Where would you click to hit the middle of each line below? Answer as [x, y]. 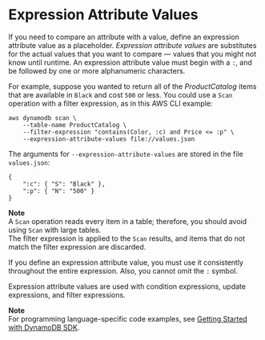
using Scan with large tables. [55, 230]
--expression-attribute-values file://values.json [109, 139]
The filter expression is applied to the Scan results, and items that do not [127, 238]
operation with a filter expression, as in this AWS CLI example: [110, 103]
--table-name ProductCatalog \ [75, 125]
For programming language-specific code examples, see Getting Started [128, 318]
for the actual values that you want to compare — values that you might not [132, 54]
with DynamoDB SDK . [44, 327]
